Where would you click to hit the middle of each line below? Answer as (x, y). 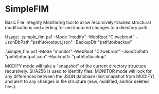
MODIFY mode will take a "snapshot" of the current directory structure (76, 66)
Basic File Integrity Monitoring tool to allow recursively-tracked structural (78, 22)
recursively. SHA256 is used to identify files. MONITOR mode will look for (79, 71)
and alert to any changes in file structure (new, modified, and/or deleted (77, 81)
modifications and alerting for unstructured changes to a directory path (76, 27)
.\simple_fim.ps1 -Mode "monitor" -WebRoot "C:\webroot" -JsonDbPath (77, 51)
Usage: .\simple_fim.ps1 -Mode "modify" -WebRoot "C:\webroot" (70, 37)
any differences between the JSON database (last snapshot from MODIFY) (80, 76)
